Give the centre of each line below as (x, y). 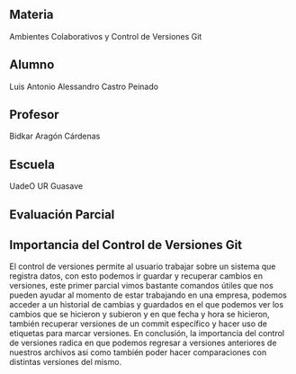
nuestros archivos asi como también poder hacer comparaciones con (138, 352)
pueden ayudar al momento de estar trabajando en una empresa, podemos (148, 295)
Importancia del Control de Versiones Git (126, 245)
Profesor (35, 115)
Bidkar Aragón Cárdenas (55, 136)
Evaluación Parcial (62, 214)
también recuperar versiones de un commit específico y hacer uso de (139, 324)
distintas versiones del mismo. (66, 362)
